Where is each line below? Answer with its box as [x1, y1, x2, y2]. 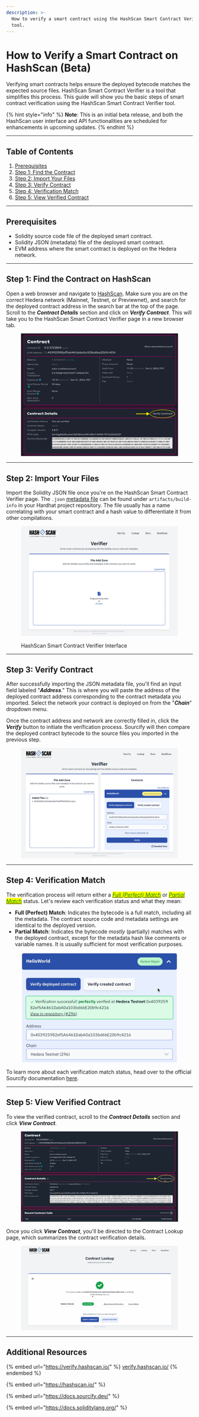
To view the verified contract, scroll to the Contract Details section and [6, 1113, 181, 1120]
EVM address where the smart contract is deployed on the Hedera [14, 245, 176, 252]
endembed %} [6, 1369, 41, 1377]
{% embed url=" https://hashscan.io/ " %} [6, 1381, 106, 1388]
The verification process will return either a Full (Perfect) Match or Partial [6, 891, 185, 898]
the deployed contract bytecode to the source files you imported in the [6, 730, 179, 737]
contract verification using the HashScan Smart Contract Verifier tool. [6, 100, 176, 107]
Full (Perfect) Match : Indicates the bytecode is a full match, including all [14, 909, 191, 916]
